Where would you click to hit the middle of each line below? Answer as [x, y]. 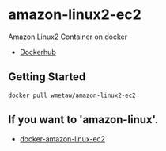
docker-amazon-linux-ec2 [62, 139]
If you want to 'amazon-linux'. [83, 120]
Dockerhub [38, 52]
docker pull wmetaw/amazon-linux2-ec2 [72, 95]
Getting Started [47, 77]
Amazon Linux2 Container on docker [68, 37]
